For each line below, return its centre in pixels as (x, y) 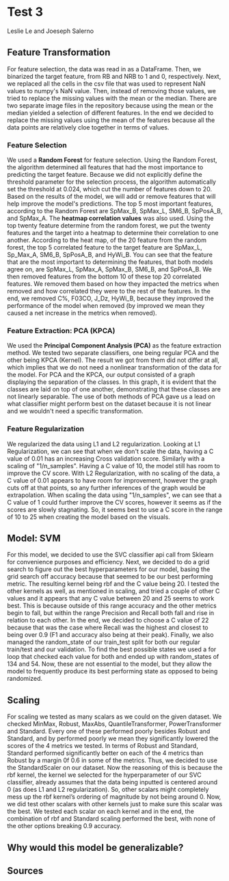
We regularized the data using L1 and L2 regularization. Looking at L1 (104, 444)
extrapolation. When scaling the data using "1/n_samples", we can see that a (114, 495)
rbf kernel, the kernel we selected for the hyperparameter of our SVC (104, 775)
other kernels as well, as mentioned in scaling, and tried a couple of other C (113, 591)
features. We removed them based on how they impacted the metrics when (113, 284)
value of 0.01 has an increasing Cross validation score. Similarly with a (106, 458)
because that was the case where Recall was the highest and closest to (108, 627)
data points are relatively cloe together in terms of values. (88, 127)
